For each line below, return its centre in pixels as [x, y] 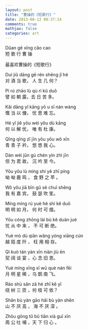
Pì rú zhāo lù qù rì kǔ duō [31, 91]
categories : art [22, 33]
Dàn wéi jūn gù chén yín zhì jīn [37, 155]
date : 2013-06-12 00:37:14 [33, 19]
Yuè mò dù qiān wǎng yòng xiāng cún [44, 236]
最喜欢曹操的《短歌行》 [29, 64]
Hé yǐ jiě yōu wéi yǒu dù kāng [36, 123]
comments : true [21, 24]
